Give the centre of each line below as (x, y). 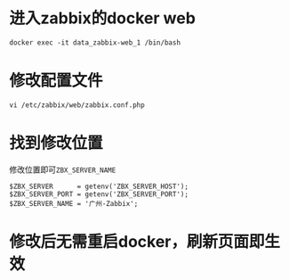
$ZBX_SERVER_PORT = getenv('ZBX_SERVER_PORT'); (99, 194)
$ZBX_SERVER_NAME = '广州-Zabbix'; (74, 203)
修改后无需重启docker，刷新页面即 (137, 242)
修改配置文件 (56, 81)
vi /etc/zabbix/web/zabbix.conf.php (77, 105)
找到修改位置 (56, 143)
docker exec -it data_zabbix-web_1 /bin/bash (95, 42)
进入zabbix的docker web (102, 18)
